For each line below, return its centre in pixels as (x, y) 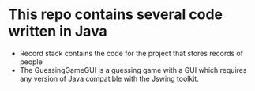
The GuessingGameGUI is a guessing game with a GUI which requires (133, 70)
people (31, 62)
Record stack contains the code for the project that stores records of (131, 53)
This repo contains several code (116, 15)
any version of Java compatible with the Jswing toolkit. (109, 78)
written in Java (58, 31)
